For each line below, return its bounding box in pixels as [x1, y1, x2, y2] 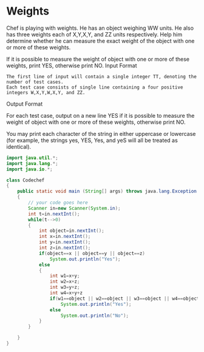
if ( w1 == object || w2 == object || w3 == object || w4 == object [49, 296, 200, 302]
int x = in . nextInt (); [38, 234, 91, 240]
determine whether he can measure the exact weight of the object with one [6, 37, 195, 44]
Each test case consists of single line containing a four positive [6, 84, 183, 90]
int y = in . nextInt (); [38, 239, 91, 245]
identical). [6, 143, 32, 150]
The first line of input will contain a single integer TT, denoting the [6, 73, 197, 80]
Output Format [6, 100, 43, 107]
